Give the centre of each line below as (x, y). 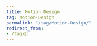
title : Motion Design (33, 12)
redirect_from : (25, 28)
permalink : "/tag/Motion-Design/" (49, 23)
